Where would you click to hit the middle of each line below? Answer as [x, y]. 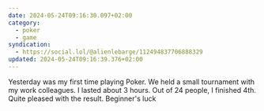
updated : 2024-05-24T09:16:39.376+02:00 [76, 60]
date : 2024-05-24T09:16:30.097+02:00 [70, 15]
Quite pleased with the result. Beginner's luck [82, 98]
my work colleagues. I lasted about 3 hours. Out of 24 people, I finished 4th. [132, 90]
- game [26, 37]
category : [25, 23]
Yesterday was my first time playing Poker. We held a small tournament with [132, 81]
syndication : [30, 45]
